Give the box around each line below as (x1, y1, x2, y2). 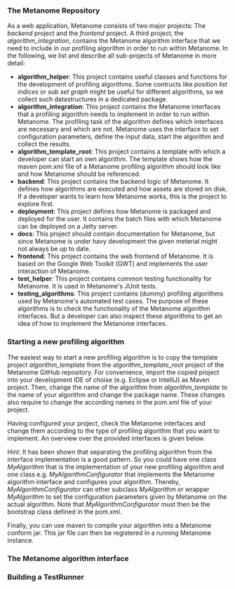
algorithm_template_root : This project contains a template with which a (17, 147, 226, 156)
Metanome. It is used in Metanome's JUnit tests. (17, 282, 158, 291)
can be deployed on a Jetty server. (17, 222, 119, 231)
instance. (7, 536, 34, 544)
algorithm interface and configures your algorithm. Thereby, (7, 477, 180, 486)
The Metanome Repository (7, 6, 100, 15)
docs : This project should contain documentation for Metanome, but (17, 229, 215, 238)
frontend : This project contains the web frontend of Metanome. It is (17, 252, 214, 260)
